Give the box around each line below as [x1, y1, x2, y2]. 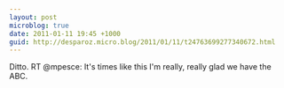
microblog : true [9, 21, 69, 30]
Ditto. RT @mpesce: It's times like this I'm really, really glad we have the [9, 62, 272, 72]
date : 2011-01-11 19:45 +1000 [9, 29, 122, 38]
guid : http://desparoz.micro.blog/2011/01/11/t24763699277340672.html [9, 37, 276, 47]
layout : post [9, 12, 58, 22]
